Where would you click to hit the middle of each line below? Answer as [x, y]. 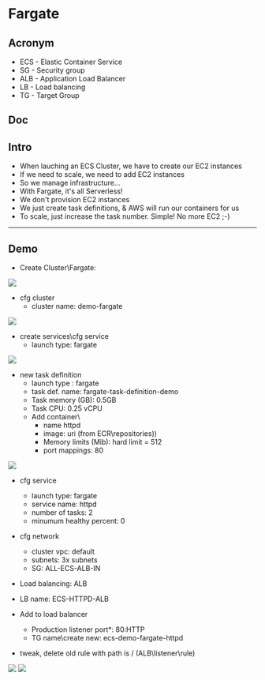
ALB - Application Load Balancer [73, 79]
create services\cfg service [64, 336]
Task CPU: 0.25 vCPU [67, 408]
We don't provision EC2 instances [75, 200]
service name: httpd [64, 504]
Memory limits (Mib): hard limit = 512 [103, 442]
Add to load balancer [54, 614]
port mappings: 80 [73, 450]
